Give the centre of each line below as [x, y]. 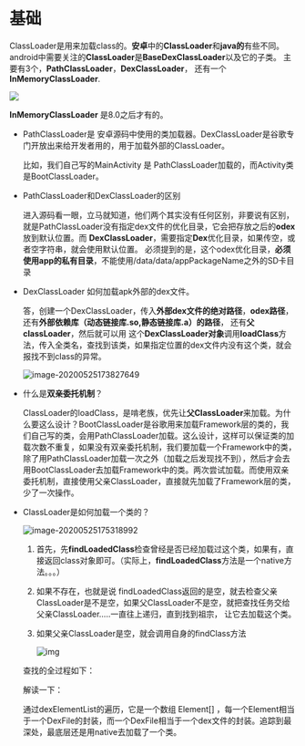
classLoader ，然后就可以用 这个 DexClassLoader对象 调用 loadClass [151, 333]
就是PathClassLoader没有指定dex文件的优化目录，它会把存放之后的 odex [159, 226]
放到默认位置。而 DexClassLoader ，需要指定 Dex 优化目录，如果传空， [155, 237]
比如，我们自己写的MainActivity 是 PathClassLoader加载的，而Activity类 [158, 164]
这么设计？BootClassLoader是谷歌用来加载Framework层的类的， [160, 424]
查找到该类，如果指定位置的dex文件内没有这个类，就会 [189, 345]
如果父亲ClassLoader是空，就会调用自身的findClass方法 [141, 633]
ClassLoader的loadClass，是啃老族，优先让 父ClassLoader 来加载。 [149, 412]
